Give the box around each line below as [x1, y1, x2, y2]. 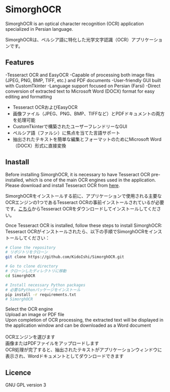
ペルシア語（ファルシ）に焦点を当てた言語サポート [12, 130, 120, 136]
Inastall [5, 158, 30, 167]
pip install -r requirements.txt [5, 292, 77, 297]
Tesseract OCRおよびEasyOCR [12, 104, 78, 110]
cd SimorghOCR [5, 273, 36, 278]
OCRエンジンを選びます [5, 334, 55, 340]
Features [5, 58, 34, 67]
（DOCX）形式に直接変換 [12, 142, 66, 149]
